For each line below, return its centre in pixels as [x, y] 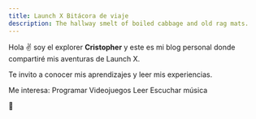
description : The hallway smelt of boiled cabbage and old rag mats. [129, 23]
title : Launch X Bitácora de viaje [69, 16]
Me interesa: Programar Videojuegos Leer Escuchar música [108, 90]
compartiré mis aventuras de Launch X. [74, 58]
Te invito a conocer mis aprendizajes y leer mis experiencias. [111, 74]
